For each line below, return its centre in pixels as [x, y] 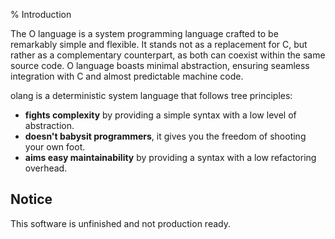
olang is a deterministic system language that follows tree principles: [151, 95]
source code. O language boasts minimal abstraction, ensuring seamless [160, 65]
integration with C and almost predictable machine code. [127, 76]
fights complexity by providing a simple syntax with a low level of [160, 115]
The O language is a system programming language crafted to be [144, 33]
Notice [31, 199]
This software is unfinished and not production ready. [120, 223]
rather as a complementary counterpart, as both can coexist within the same [168, 55]
